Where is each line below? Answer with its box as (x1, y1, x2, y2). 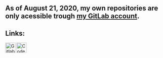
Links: (5, 29, 25, 37)
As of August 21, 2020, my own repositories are (5, 4, 158, 13)
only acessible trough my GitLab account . (5, 12, 140, 21)
